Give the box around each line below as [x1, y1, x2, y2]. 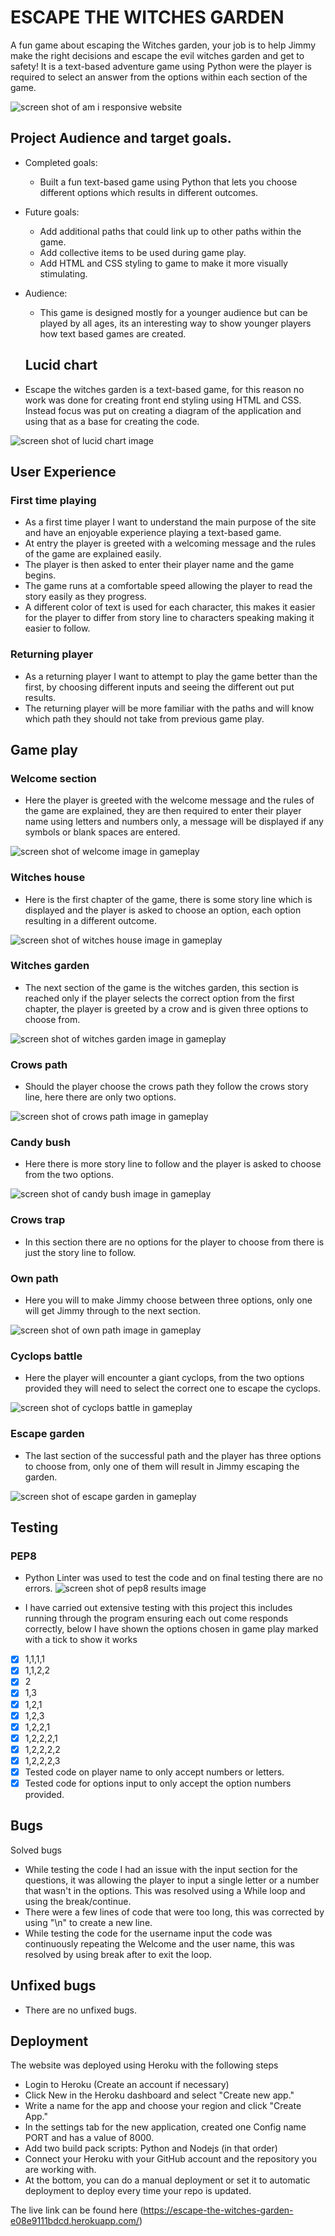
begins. [24, 569, 57, 581]
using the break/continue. [24, 1895, 132, 1907]
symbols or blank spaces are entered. [24, 826, 181, 838]
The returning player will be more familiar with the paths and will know [24, 702, 315, 714]
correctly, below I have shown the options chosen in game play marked [24, 1623, 319, 1635]
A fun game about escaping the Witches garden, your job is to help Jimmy [10, 39, 316, 51]
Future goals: [24, 206, 80, 218]
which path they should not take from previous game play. [24, 712, 265, 725]
